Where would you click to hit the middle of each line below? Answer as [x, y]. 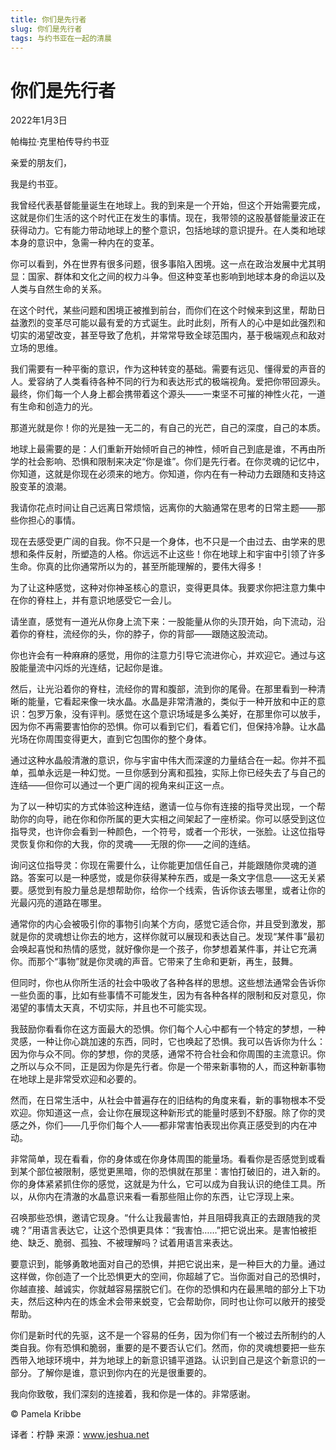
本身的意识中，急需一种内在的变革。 [85, 243]
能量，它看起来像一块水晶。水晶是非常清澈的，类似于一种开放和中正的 [172, 702]
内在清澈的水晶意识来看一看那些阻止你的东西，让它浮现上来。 [172, 1197]
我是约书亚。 [36, 184]
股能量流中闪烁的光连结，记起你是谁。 [89, 668]
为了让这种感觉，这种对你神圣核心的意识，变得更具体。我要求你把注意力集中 [168, 588]
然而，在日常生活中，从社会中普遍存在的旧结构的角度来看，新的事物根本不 [163, 1100]
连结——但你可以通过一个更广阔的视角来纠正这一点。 [120, 785]
